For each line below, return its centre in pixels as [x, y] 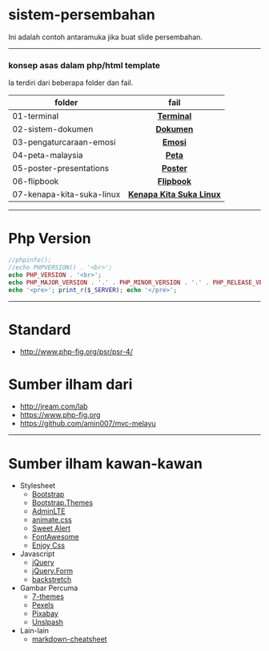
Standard [40, 330]
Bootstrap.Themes [62, 502]
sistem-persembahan [82, 15]
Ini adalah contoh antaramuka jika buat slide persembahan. [105, 37]
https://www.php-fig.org [60, 415]
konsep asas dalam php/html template [84, 65]
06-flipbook [36, 181]
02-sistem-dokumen [53, 129]
